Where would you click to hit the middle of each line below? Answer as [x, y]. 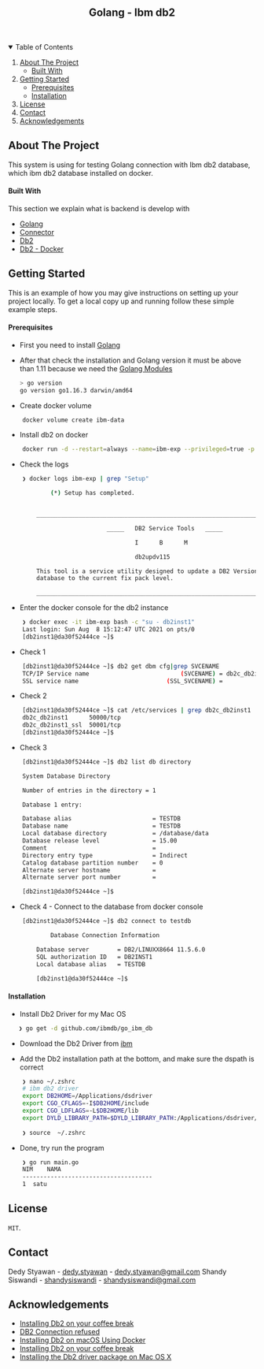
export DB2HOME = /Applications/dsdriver [88, 1096]
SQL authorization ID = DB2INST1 [95, 957]
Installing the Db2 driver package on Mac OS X [95, 1357]
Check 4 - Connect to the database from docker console [111, 907]
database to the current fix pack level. [105, 578]
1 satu [35, 1185]
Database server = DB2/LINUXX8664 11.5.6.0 [121, 949]
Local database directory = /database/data [116, 834]
